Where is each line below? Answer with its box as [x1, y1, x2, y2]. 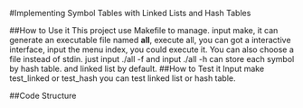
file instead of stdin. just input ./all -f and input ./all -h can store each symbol [9, 54, 295, 64]
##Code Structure [9, 90, 77, 101]
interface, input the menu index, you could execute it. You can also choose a [9, 44, 294, 55]
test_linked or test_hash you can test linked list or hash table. [9, 73, 237, 84]
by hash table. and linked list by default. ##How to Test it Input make [9, 63, 265, 74]
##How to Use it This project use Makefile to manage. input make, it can [9, 25, 279, 35]
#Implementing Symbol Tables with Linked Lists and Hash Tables [9, 8, 251, 18]
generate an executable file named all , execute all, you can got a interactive [9, 35, 291, 45]
